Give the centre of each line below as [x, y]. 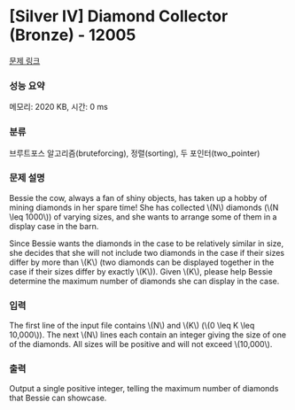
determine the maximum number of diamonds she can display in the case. [144, 281]
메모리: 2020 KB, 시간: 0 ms [58, 107]
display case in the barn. [54, 226]
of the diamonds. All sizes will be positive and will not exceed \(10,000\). [141, 344]
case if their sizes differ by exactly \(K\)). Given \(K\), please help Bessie [141, 271]
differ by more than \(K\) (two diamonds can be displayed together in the [142, 262]
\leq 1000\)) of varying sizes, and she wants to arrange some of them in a [143, 217]
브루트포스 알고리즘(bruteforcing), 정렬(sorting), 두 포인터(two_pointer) [135, 153]
